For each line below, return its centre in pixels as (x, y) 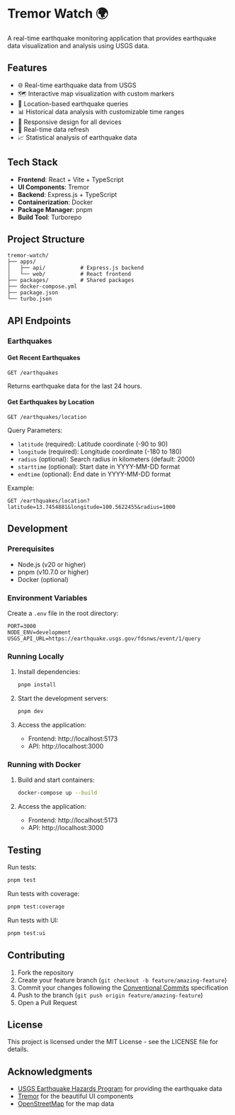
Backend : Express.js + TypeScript (67, 194)
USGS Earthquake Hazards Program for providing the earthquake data (120, 1089)
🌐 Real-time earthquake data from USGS (77, 85)
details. (18, 1049)
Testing (24, 850)
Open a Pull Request (47, 1002)
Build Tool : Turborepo (50, 217)
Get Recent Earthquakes (44, 358)
